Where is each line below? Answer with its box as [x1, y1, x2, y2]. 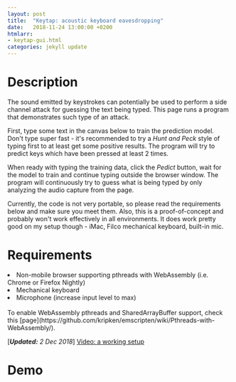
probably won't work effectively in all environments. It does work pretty [7, 214, 217, 223]
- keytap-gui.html [7, 37, 62, 44]
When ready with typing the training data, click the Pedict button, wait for [7, 163, 222, 171]
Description [7, 74, 78, 90]
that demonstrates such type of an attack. [7, 112, 130, 121]
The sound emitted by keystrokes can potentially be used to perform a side [7, 97, 227, 106]
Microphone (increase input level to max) [16, 293, 136, 302]
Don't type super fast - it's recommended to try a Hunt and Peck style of [7, 134, 220, 142]
